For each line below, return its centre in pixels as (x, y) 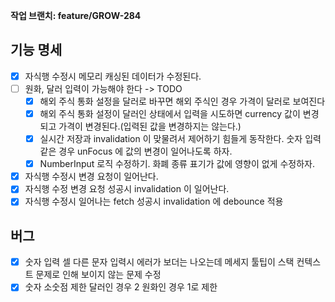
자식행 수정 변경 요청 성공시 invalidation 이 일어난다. (127, 189)
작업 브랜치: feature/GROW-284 (76, 15)
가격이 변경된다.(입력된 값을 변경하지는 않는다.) (150, 126)
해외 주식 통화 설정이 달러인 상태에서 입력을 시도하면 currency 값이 (170, 113)
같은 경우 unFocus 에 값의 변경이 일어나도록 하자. (136, 151)
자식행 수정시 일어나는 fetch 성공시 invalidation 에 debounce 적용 (154, 201)
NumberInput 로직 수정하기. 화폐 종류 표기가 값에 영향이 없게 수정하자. (177, 164)
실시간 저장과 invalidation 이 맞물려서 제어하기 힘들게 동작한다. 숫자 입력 (180, 139)
